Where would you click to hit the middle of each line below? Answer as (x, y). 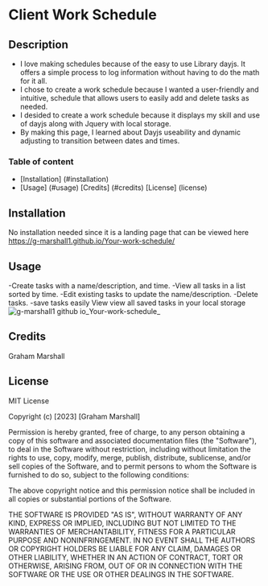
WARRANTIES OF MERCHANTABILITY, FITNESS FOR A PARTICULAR (122, 531)
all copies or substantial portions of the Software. (90, 499)
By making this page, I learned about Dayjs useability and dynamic (130, 132)
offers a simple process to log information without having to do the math (140, 72)
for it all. (33, 81)
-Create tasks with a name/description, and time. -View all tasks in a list (127, 285)
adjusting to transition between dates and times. (100, 141)
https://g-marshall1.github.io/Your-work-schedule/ (92, 241)
